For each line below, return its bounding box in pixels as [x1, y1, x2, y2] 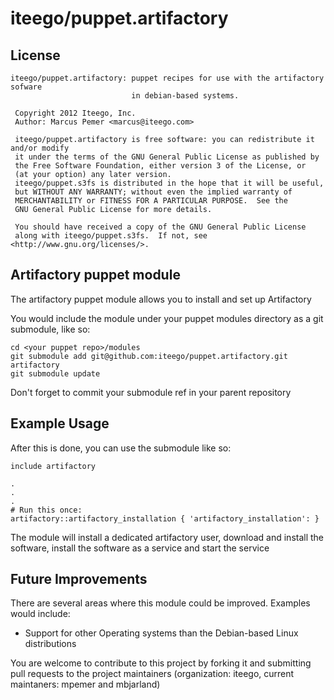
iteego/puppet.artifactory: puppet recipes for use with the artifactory [10, 73, 325, 83]
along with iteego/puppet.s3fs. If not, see [14, 231, 208, 241]
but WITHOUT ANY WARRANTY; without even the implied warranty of [14, 187, 293, 197]
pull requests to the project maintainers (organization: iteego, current [10, 668, 295, 680]
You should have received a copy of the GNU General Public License [14, 222, 307, 232]
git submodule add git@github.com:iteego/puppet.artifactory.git [10, 351, 288, 361]
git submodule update [10, 368, 101, 379]
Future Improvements [10, 571, 148, 588]
